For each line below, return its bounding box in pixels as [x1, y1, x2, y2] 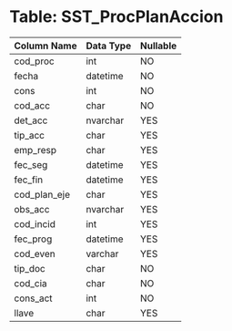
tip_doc [14, 262, 45, 274]
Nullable [139, 39, 177, 52]
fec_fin [14, 173, 44, 186]
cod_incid [14, 217, 56, 230]
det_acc [14, 114, 48, 127]
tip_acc [14, 129, 45, 141]
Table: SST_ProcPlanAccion [9, 6, 224, 27]
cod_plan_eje [14, 188, 71, 201]
